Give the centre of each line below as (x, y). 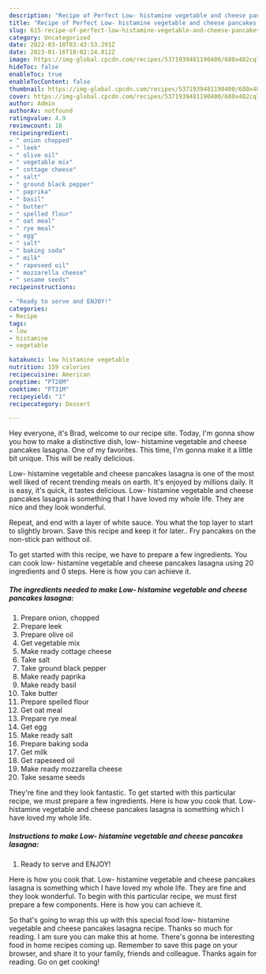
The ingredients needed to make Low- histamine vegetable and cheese (128, 589)
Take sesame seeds (52, 777)
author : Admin (32, 103)
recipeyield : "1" (37, 397)
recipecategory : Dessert (50, 404)
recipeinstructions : (43, 288)
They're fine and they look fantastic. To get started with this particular (122, 793)
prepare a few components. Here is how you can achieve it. (106, 904)
